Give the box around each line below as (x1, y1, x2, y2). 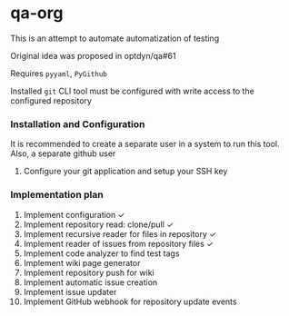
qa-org (10, 3, 64, 24)
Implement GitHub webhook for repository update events (23, 296, 237, 307)
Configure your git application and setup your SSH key (23, 166, 228, 177)
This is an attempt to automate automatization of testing (10, 33, 220, 44)
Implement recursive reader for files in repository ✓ (23, 228, 217, 239)
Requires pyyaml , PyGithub (10, 67, 107, 79)
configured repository (10, 94, 92, 106)
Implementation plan (10, 189, 104, 202)
